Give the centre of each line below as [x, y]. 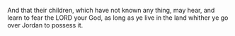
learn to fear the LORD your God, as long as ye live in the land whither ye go [118, 18]
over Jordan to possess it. [45, 25]
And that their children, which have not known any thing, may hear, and [111, 10]
